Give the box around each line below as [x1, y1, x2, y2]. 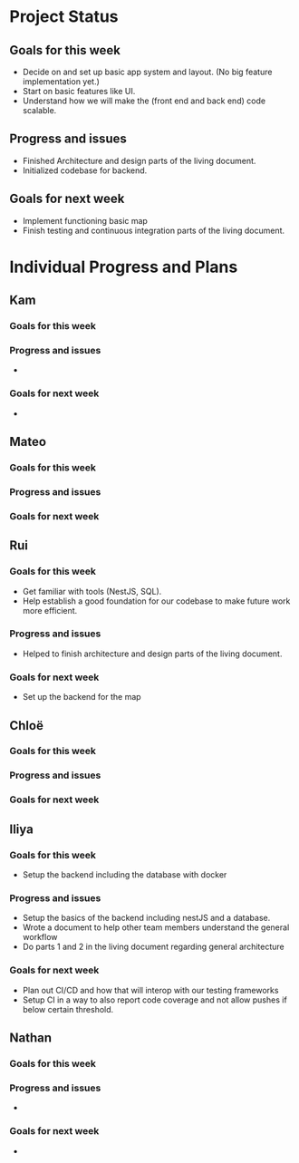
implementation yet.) [22, 76, 100, 87]
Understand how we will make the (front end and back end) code [22, 95, 265, 106]
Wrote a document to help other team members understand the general [22, 922, 290, 933]
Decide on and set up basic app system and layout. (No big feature [22, 66, 273, 77]
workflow [22, 932, 58, 943]
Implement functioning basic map [22, 215, 148, 226]
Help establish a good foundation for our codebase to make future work [22, 596, 291, 606]
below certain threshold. [22, 1003, 114, 1014]
